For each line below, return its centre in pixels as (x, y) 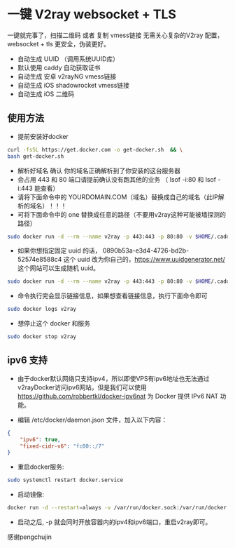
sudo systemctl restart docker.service (65, 480)
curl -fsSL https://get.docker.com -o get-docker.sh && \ (95, 149)
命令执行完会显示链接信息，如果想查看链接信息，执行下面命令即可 (112, 296)
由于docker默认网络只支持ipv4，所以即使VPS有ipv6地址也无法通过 (113, 378)
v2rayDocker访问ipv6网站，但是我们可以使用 (82, 387)
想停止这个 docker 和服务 (54, 323)
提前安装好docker (43, 136)
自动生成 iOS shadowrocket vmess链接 (73, 85)
